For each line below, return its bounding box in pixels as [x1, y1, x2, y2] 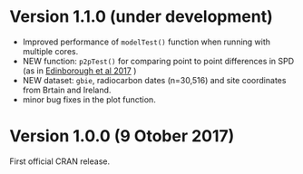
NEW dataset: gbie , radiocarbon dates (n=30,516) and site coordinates [22, 74, 287, 85]
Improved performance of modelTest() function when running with [22, 36, 270, 47]
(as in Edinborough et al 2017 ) [22, 65, 137, 76]
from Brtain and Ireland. [22, 84, 112, 95]
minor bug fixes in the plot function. [22, 93, 156, 105]
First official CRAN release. [9, 156, 111, 167]
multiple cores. [22, 45, 79, 56]
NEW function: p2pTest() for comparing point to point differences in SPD [22, 55, 295, 66]
